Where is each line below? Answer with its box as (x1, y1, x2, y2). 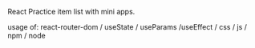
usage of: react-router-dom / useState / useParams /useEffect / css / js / (7, 22, 248, 31)
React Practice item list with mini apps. (7, 7, 136, 16)
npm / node (7, 31, 46, 40)
